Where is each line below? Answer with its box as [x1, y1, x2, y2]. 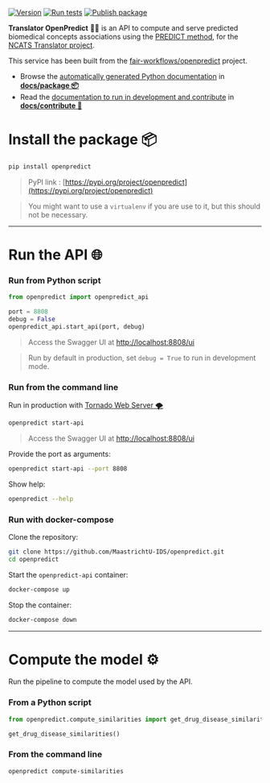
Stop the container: [8, 600, 72, 610]
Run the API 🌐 [8, 246, 103, 263]
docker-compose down [8, 615, 78, 623]
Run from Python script [8, 275, 101, 286]
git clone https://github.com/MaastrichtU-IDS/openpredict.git [8, 548, 225, 556]
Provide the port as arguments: [8, 449, 111, 458]
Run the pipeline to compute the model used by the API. [8, 677, 193, 686]
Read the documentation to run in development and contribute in [19, 93, 235, 101]
